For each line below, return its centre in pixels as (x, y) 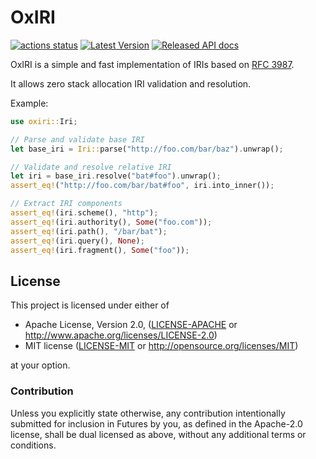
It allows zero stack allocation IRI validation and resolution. (131, 83)
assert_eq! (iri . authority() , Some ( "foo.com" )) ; (111, 222)
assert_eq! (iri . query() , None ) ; (77, 241)
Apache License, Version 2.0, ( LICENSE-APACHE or (131, 325)
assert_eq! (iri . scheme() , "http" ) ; (84, 213)
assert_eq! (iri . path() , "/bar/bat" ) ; (89, 231)
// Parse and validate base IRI (77, 139)
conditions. (33, 445)
